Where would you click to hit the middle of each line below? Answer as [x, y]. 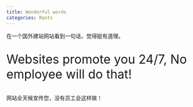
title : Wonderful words [37, 12]
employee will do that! [69, 74]
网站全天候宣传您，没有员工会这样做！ [54, 98]
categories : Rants [30, 18]
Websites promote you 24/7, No [97, 59]
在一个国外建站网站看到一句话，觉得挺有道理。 [65, 36]
